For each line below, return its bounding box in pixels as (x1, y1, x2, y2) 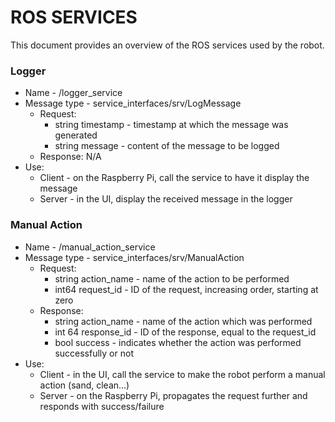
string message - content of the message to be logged (54, 140, 280, 152)
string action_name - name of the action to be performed (54, 272, 290, 285)
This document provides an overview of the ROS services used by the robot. (10, 39, 325, 51)
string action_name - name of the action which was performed (54, 315, 313, 327)
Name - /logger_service (24, 87, 123, 99)
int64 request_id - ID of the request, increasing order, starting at (54, 283, 319, 295)
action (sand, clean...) (39, 379, 130, 391)
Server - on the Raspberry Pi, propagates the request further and (39, 389, 308, 401)
